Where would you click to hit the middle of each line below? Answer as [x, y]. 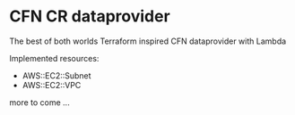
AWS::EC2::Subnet [56, 75]
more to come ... [39, 102]
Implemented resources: [54, 58]
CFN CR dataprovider [90, 16]
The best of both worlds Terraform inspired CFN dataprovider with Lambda [148, 41]
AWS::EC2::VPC [52, 85]
